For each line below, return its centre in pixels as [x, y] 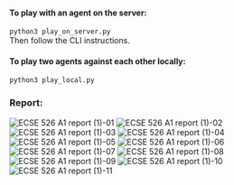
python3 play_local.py [52, 80]
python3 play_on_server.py [60, 32]
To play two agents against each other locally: [98, 61]
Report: [26, 103]
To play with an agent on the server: [78, 13]
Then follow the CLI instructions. [70, 41]
